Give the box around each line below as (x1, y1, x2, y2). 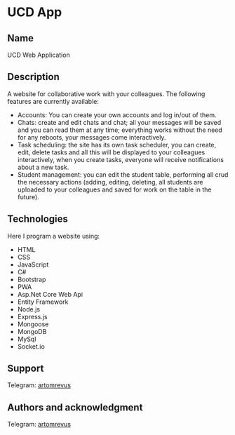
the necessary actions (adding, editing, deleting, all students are (17, 178, 203, 186)
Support (7, 363, 44, 375)
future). (17, 192, 40, 201)
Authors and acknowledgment (7, 401, 143, 413)
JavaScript (17, 260, 49, 269)
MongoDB (17, 327, 47, 335)
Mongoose (17, 320, 49, 328)
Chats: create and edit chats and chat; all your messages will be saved (17, 118, 222, 126)
